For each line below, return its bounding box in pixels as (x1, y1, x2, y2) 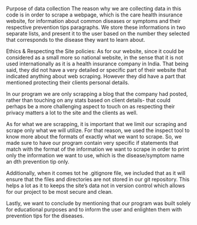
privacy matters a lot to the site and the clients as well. (6, 109, 138, 116)
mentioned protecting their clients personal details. (6, 79, 129, 86)
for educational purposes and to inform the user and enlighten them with (6, 206, 182, 213)
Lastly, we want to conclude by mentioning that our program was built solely (6, 200, 191, 207)
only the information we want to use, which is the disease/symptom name (6, 152, 185, 158)
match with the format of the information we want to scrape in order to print (6, 145, 189, 153)
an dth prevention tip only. (6, 158, 69, 165)
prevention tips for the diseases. (6, 212, 84, 219)
